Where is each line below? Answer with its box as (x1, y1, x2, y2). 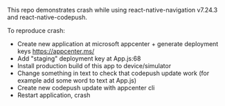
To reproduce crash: (7, 27, 66, 34)
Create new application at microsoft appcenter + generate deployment (17, 40, 219, 47)
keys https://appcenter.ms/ (17, 47, 95, 55)
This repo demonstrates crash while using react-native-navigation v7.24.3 (7, 6, 218, 14)
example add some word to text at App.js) (17, 76, 137, 85)
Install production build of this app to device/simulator (17, 62, 172, 70)
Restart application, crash (17, 91, 91, 99)
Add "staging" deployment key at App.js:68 (17, 54, 141, 63)
